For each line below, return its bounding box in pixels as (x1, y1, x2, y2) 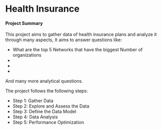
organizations (12, 52, 42, 58)
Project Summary (5, 20, 43, 26)
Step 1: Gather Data (12, 97, 53, 104)
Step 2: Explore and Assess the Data (12, 103, 90, 109)
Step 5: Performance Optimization (12, 119, 84, 125)
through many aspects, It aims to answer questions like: (5, 37, 122, 43)
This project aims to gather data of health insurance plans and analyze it (5, 31, 157, 38)
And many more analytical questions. (5, 78, 83, 84)
